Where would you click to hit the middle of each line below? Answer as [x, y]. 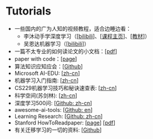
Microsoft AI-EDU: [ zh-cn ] [47, 73]
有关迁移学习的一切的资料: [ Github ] [58, 130]
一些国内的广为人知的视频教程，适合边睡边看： [73, 28]
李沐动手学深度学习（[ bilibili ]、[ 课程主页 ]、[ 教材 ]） [87, 36]
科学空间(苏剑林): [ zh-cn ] [46, 95]
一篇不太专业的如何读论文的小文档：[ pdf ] [66, 51]
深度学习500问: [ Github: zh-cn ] [53, 103]
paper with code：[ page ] [46, 59]
